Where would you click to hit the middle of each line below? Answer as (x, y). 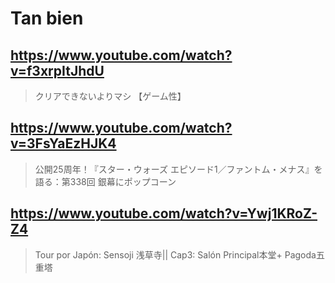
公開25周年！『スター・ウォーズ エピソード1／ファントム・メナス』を (178, 169)
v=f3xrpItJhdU (57, 70)
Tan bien (47, 18)
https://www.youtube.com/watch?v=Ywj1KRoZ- (164, 213)
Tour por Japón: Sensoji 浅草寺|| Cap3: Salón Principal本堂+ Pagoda (175, 254)
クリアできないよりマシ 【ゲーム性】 (110, 96)
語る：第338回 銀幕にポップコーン (105, 181)
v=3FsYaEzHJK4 (63, 143)
